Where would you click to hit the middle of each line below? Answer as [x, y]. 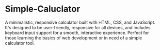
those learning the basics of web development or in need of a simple [73, 38]
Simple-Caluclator [43, 9]
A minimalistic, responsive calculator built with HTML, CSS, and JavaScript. [80, 22]
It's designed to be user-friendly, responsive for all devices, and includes [78, 27]
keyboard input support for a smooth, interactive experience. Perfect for [77, 33]
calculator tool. [20, 43]
